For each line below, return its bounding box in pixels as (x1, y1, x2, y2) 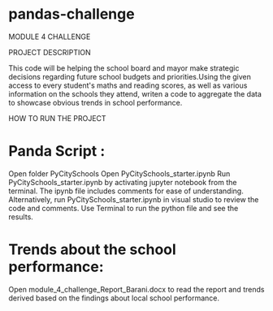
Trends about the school (8, 240, 176, 259)
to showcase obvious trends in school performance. (8, 97, 183, 107)
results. (8, 212, 34, 222)
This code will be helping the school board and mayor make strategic (8, 63, 240, 73)
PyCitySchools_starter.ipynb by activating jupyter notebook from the (8, 177, 237, 187)
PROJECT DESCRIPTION (8, 47, 91, 57)
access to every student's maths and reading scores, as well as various (8, 80, 248, 90)
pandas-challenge (8, 5, 136, 24)
